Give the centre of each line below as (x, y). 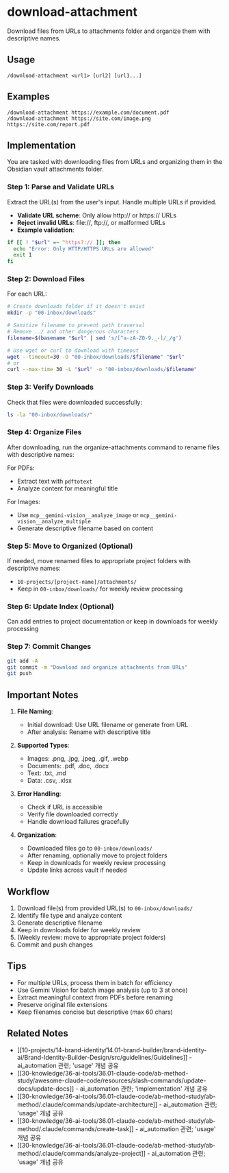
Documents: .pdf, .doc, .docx (68, 766)
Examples (28, 97)
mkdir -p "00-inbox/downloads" (52, 313)
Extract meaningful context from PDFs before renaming (95, 997)
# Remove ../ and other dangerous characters (73, 332)
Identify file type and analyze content (69, 915)
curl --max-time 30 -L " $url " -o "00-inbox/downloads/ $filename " (102, 370)
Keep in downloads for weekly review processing (96, 863)
